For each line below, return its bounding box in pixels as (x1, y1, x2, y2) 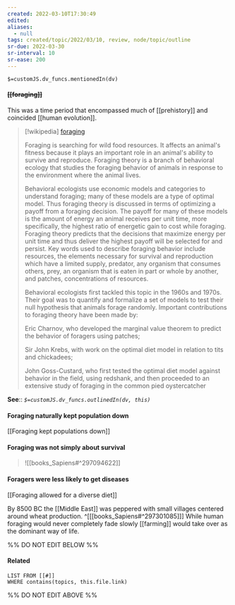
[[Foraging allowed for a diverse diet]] (7, 491, 118, 499)
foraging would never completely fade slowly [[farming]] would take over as (7, 519, 228, 527)
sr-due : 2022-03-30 (7, 43, 65, 50)
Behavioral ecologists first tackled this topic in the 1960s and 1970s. (24, 288, 222, 296)
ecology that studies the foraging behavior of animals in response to (24, 163, 224, 171)
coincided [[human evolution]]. (7, 114, 97, 122)
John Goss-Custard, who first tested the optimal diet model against (24, 366, 221, 374)
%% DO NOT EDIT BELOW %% (7, 540, 99, 549)
